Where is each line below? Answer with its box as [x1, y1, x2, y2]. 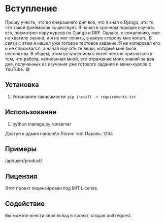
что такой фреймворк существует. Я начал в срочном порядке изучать [5, 24, 155, 30]
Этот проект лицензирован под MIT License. [5, 185, 99, 191]
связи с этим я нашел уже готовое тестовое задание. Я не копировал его [5, 40, 160, 46]
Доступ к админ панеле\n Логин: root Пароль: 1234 [5, 130, 113, 136]
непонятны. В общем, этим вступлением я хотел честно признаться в [5, 50, 153, 57]
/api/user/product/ [5, 158, 43, 164]
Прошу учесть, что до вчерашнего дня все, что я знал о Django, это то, [5, 19, 155, 25]
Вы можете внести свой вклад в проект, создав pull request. [5, 213, 132, 218]
